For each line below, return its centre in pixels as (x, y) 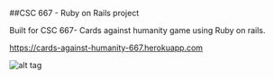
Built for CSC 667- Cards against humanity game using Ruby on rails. (137, 30)
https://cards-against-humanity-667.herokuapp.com (106, 48)
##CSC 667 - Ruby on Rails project (74, 13)
